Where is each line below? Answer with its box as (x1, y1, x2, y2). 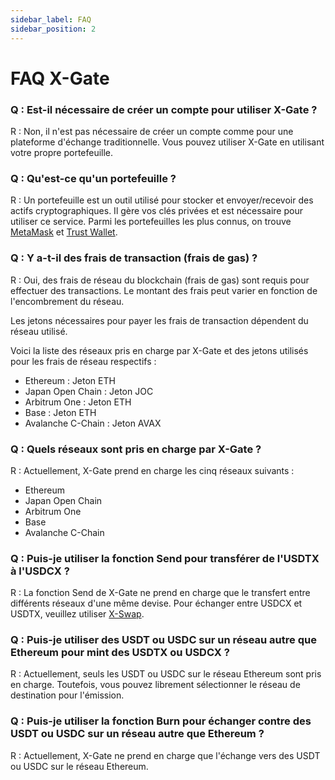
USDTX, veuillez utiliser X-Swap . (10, 608, 145, 620)
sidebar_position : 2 (10, 24, 97, 34)
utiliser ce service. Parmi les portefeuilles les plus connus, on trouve (10, 216, 292, 228)
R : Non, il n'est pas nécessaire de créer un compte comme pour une (10, 125, 294, 137)
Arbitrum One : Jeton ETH (24, 396, 132, 408)
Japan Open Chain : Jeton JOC (24, 385, 154, 397)
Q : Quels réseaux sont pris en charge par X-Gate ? (10, 442, 262, 456)
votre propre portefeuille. (10, 146, 114, 158)
